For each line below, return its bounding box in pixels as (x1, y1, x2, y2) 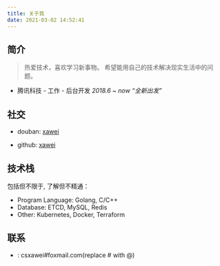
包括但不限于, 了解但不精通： (7, 182, 90, 190)
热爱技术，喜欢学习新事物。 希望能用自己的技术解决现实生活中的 (23, 63, 208, 72)
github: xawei (17, 141, 56, 149)
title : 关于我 (7, 10, 45, 17)
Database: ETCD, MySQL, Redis (17, 203, 108, 211)
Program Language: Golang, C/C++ (17, 196, 119, 204)
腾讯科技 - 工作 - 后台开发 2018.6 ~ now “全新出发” (17, 87, 162, 95)
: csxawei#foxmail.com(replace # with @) (17, 251, 135, 259)
